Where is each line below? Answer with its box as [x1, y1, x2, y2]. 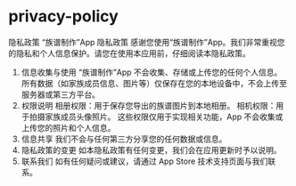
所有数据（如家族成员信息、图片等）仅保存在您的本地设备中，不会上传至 [21, 77, 287, 88]
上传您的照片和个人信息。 [21, 122, 116, 133]
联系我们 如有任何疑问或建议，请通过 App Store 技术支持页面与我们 [21, 156, 268, 166]
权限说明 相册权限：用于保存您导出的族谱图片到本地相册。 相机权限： [21, 100, 276, 110]
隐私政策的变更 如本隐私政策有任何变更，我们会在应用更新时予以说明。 [21, 144, 282, 155]
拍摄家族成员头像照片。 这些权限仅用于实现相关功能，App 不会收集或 [29, 111, 284, 122]
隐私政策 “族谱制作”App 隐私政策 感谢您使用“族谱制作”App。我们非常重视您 [8, 36, 286, 47]
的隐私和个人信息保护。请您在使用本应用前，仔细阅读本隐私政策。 [8, 47, 251, 59]
